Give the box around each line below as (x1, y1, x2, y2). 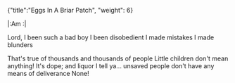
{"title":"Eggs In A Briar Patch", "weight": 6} (7, 6, 134, 14)
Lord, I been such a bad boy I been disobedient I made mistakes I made (7, 33, 215, 41)
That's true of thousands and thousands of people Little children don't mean (7, 54, 229, 63)
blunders (7, 41, 33, 49)
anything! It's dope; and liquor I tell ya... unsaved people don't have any (7, 62, 215, 70)
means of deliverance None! (7, 70, 89, 77)
